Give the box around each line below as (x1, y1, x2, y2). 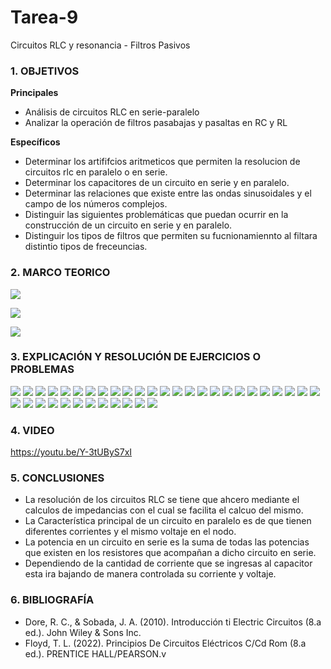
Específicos (10, 136, 61, 148)
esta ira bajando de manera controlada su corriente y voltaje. (24, 568, 277, 580)
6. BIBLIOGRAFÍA (10, 593, 95, 607)
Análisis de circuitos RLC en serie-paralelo (24, 106, 200, 118)
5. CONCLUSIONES (10, 471, 105, 485)
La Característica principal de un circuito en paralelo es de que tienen (24, 515, 312, 527)
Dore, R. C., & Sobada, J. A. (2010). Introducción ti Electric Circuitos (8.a (24, 616, 322, 628)
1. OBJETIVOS (10, 64, 80, 78)
